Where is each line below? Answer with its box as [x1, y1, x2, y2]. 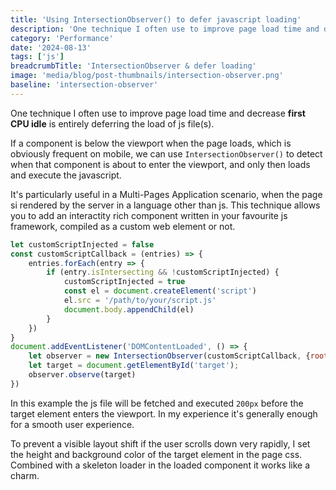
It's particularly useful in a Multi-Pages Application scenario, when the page [10, 188, 323, 200]
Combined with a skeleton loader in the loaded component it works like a [10, 459, 311, 471]
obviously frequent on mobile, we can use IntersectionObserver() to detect [10, 147, 323, 160]
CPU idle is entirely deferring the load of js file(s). [10, 117, 215, 130]
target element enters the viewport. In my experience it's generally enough [10, 407, 318, 420]
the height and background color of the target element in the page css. [10, 448, 303, 460]
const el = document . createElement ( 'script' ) [63, 286, 257, 296]
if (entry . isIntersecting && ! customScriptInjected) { [46, 267, 280, 278]
